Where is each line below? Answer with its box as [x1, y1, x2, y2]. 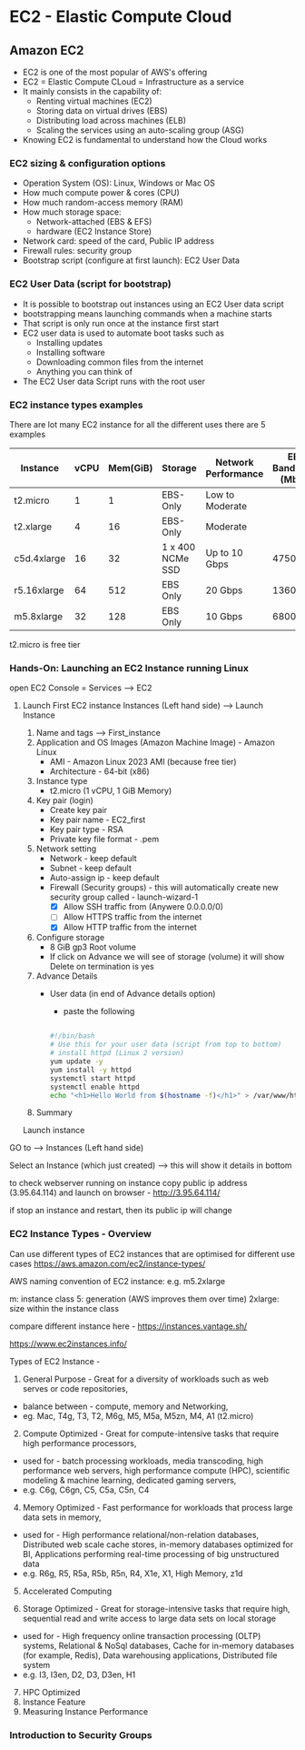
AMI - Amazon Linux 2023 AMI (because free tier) [49, 757, 238, 768]
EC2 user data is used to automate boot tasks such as [22, 327, 225, 338]
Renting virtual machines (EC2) [35, 96, 152, 106]
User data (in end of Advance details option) [49, 989, 216, 1000]
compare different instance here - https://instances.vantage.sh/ [9, 1321, 248, 1332]
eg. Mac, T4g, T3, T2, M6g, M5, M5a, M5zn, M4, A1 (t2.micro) [22, 1410, 254, 1421]
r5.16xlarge [14, 584, 64, 597]
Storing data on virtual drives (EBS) [35, 106, 168, 116]
